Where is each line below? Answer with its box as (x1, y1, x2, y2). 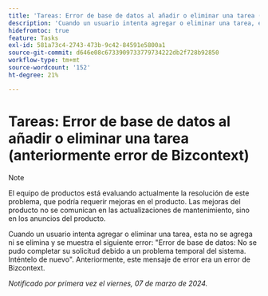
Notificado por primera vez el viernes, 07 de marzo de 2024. (8, 278, 208, 288)
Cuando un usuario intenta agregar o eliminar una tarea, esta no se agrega (8, 229, 253, 239)
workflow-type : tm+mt (8, 57, 81, 65)
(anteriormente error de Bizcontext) (8, 146, 250, 164)
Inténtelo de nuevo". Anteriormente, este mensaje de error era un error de (8, 255, 251, 264)
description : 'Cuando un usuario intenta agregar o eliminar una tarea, (8, 19, 255, 27)
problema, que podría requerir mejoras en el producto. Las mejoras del (8, 196, 241, 206)
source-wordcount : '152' (8, 64, 91, 72)
